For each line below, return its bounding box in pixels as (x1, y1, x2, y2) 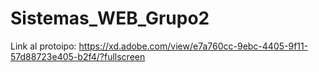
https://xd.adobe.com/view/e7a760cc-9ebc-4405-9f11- (78, 40, 309, 52)
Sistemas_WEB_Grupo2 (10, 7, 210, 30)
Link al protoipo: (10, 40, 77, 52)
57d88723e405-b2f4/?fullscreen (10, 50, 146, 62)
